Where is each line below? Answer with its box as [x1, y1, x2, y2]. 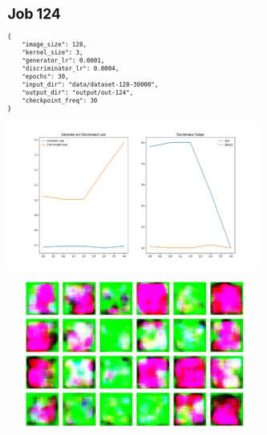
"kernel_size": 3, [22, 48, 83, 56]
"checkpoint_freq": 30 [22, 96, 98, 104]
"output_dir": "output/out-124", [22, 88, 134, 96]
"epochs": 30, [22, 72, 69, 80]
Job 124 [7, 5, 62, 23]
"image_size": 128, [22, 40, 87, 48]
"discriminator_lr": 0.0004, [22, 64, 119, 72]
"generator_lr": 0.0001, [22, 56, 105, 64]
